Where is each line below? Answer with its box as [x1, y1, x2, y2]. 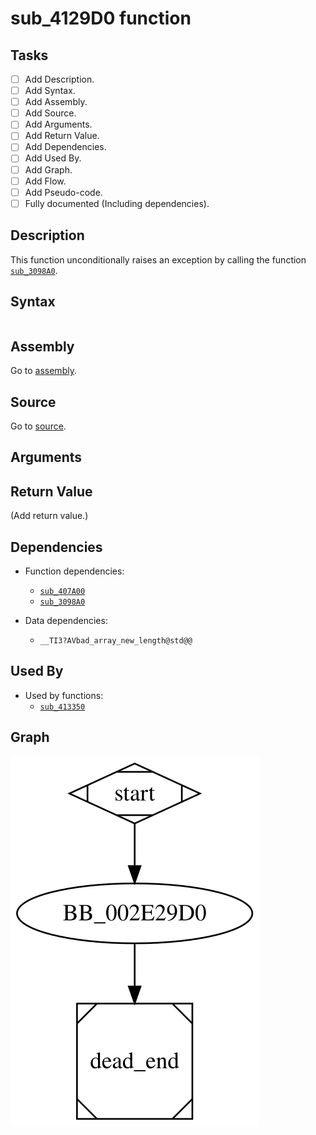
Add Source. [24, 107, 77, 119]
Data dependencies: [24, 615, 108, 627]
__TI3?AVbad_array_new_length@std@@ [39, 636, 193, 646]
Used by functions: [24, 689, 104, 701]
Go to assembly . [10, 365, 77, 377]
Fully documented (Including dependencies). [24, 197, 210, 209]
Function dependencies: [24, 565, 125, 577]
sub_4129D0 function [10, 7, 192, 30]
